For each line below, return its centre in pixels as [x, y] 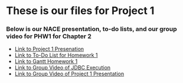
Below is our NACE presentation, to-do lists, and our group [91, 29]
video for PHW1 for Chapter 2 [49, 36]
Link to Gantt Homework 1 [46, 61]
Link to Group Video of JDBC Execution [63, 68]
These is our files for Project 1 [80, 11]
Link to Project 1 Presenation [49, 49]
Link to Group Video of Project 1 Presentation [69, 74]
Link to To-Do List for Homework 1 [56, 55]
